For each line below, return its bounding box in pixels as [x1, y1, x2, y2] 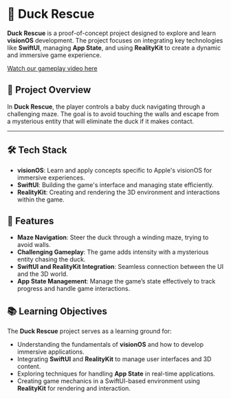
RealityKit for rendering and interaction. [16, 385, 131, 393]
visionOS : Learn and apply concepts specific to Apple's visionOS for [16, 166, 212, 174]
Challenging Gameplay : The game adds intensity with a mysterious [16, 248, 209, 257]
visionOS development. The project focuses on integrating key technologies [7, 36, 223, 44]
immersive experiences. [16, 173, 85, 182]
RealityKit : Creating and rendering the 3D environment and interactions [16, 188, 220, 196]
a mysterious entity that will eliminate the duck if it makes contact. [7, 117, 195, 125]
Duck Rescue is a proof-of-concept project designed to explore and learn [7, 29, 217, 37]
